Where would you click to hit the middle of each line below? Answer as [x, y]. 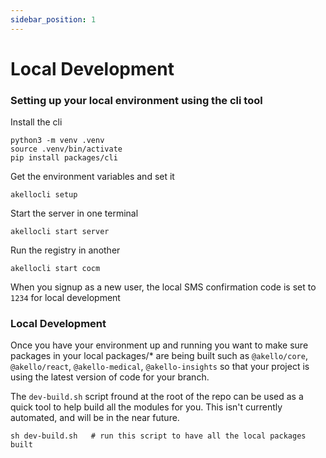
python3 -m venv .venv [57, 141]
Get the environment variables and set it [92, 177]
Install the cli [36, 122]
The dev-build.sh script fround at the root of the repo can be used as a [157, 397]
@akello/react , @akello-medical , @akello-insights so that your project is [160, 367]
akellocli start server [60, 232]
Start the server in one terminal [74, 213]
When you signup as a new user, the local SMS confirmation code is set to [163, 287]
